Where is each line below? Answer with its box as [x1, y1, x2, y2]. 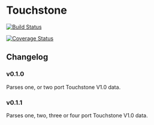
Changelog [6, 52, 49, 62]
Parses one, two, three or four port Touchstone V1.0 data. [6, 111, 148, 119]
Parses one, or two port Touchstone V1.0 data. [6, 83, 121, 90]
